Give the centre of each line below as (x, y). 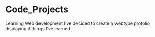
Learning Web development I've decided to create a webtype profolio (78, 23)
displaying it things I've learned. (38, 28)
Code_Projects (37, 9)
